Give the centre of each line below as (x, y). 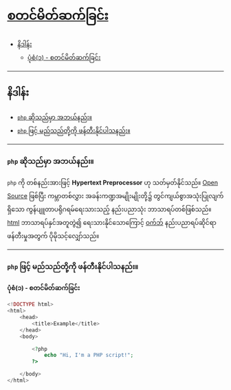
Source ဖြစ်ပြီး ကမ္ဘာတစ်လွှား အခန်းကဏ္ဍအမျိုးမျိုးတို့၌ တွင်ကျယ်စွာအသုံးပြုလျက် (115, 196)
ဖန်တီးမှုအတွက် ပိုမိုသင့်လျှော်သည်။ (53, 236)
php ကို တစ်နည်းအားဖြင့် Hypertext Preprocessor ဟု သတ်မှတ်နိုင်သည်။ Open (113, 183)
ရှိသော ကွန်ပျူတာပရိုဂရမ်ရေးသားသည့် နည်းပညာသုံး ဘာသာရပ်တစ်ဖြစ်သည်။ (109, 209)
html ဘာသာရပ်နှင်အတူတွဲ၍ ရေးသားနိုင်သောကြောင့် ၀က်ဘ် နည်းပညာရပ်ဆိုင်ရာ (112, 223)
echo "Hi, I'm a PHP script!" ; (89, 355)
